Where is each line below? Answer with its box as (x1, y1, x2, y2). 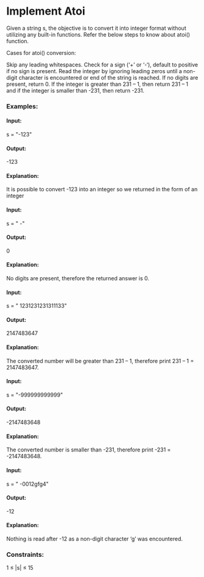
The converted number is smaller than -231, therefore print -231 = (6, 446, 171, 453)
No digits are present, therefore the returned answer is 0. (6, 275, 150, 282)
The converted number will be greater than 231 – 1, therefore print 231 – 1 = (6, 357, 194, 364)
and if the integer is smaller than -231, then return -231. (6, 87, 145, 94)
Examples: (6, 102, 38, 110)
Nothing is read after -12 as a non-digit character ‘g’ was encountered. (6, 535, 183, 542)
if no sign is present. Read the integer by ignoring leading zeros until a (6, 67, 183, 74)
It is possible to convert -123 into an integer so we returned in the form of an (6, 186, 198, 193)
